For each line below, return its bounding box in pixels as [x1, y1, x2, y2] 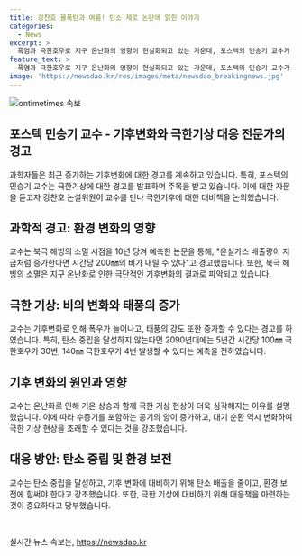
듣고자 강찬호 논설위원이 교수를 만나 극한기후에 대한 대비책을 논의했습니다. [18, 191, 279, 203]
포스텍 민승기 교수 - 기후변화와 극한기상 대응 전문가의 [9, 127, 286, 142]
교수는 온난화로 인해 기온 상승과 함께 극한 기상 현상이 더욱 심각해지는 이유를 [9, 400, 274, 411]
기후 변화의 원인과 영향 [9, 375, 128, 390]
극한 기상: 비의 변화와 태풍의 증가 [9, 297, 180, 313]
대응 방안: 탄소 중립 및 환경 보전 [9, 451, 173, 467]
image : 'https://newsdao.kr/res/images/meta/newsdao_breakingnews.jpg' [9, 72, 284, 81]
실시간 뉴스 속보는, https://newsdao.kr [9, 536, 147, 547]
